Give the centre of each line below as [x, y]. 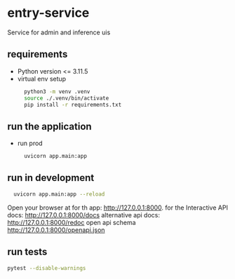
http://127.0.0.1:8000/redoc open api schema [72, 222]
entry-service [48, 13]
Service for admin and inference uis [59, 32]
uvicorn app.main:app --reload [59, 194]
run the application [50, 127]
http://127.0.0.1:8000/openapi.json [56, 230]
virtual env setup [42, 79]
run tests [27, 252]
